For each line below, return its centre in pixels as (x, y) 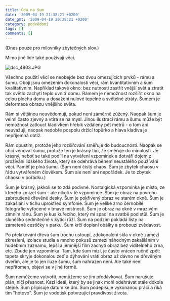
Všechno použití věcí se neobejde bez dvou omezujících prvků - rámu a (80, 77)
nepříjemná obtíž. (24, 135)
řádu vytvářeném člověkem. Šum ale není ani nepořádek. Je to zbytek (78, 172)
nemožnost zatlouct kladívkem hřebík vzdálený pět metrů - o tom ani (77, 125)
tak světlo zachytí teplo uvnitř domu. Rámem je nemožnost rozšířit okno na (83, 93)
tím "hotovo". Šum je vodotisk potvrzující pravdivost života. (67, 293)
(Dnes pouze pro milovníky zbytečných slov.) (52, 48)
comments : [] (19, 33)
